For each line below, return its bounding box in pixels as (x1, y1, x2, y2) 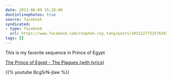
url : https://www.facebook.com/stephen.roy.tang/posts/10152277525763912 (10, 31, 170, 36)
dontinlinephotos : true (5, 12, 56, 17)
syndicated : (5, 21, 31, 27)
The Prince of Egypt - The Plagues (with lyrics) (5, 59, 104, 65)
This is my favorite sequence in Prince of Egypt (5, 49, 105, 56)
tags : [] (5, 36, 24, 41)
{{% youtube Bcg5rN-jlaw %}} (5, 69, 70, 75)
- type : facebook (5, 26, 42, 31)
